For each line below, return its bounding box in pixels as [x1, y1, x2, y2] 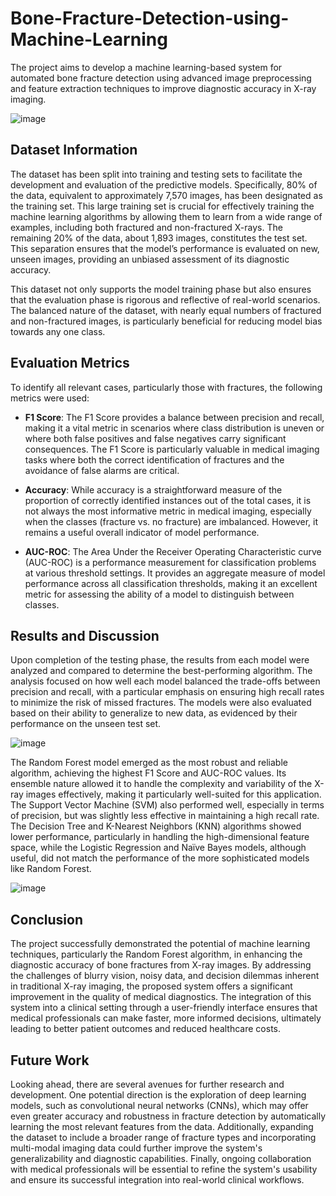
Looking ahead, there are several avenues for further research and [10, 1078, 285, 1090]
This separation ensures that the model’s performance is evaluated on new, [10, 242, 320, 254]
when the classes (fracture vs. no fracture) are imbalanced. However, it [24, 515, 319, 527]
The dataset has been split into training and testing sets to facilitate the [10, 168, 303, 180]
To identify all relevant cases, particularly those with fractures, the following [10, 381, 323, 393]
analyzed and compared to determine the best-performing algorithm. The [10, 665, 313, 677]
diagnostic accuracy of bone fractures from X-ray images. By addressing [10, 959, 312, 971]
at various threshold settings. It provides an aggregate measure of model [24, 567, 326, 579]
